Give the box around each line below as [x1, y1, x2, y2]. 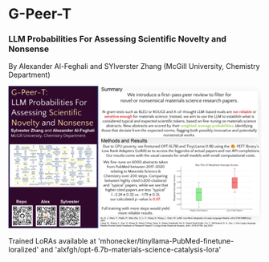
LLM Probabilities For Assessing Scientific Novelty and [8, 34, 227, 45]
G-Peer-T [8, 5, 72, 23]
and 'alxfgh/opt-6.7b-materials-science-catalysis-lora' [40, 244, 222, 254]
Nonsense [8, 43, 50, 54]
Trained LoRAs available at [8, 236, 96, 245]
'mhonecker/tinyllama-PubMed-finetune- [97, 236, 234, 245]
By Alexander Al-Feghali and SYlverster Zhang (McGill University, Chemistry [8, 62, 260, 71]
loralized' [8, 244, 39, 254]
